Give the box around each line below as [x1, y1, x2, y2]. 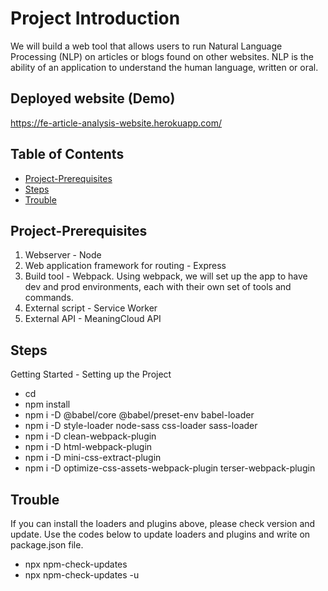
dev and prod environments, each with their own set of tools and [24, 281, 292, 293]
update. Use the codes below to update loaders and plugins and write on [10, 528, 311, 540]
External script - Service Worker [24, 302, 158, 314]
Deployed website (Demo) [10, 90, 176, 107]
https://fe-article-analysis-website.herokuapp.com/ [10, 117, 223, 129]
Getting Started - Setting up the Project [10, 368, 172, 381]
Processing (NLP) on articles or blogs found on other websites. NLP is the [10, 50, 314, 62]
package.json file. [10, 539, 84, 551]
